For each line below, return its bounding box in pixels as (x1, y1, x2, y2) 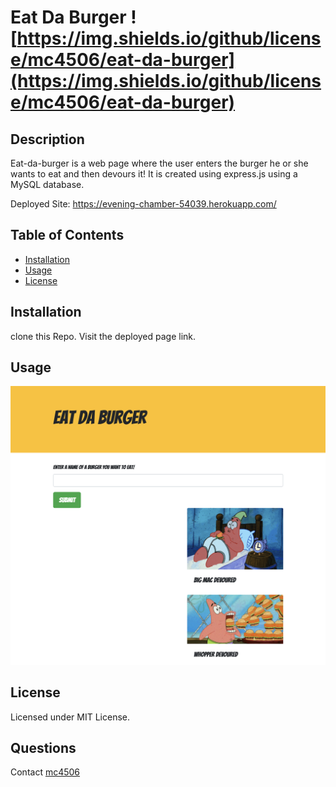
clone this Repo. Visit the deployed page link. (10, 330, 197, 342)
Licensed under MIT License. (10, 711, 130, 723)
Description (10, 131, 85, 148)
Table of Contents (10, 227, 125, 244)
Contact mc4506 (10, 766, 81, 778)
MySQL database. (10, 179, 85, 190)
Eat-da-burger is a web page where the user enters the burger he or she (10, 157, 309, 169)
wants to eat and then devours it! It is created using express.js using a (10, 168, 298, 180)
